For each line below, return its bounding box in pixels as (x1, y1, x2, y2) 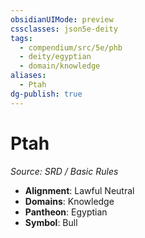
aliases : (10, 71, 47, 81)
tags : (10, 33, 33, 43)
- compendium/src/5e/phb (19, 42, 123, 53)
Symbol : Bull (24, 216, 78, 228)
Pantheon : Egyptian (24, 206, 108, 218)
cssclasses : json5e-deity (10, 24, 118, 34)
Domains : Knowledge (24, 195, 115, 207)
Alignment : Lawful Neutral (24, 184, 135, 196)
